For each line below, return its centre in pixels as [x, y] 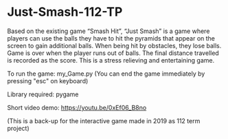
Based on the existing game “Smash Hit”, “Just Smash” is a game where [109, 31]
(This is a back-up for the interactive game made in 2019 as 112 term [104, 120]
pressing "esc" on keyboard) [48, 81]
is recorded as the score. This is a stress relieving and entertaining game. [111, 60]
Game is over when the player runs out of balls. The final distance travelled [113, 53]
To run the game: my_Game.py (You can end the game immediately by [106, 74]
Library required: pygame [43, 94]
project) [18, 128]
